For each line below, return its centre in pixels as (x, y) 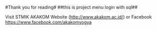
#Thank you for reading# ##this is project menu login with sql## (71, 7)
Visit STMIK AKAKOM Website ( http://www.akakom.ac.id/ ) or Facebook (78, 17)
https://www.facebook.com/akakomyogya (48, 22)
